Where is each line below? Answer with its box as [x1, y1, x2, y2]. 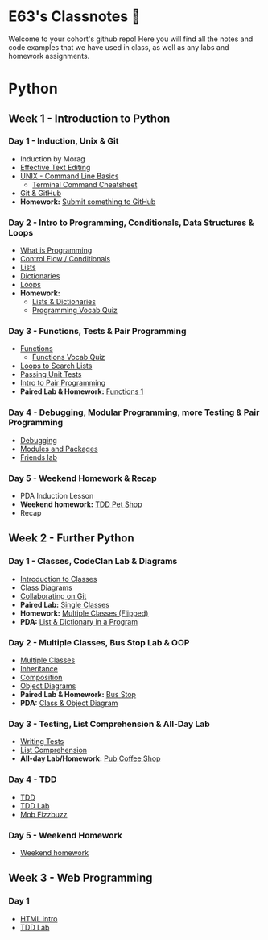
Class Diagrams [19, 583, 72, 592]
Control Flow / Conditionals [19, 254, 111, 264]
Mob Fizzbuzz [19, 809, 68, 819]
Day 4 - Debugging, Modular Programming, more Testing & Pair [8, 407, 260, 418]
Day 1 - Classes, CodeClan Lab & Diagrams [8, 556, 178, 567]
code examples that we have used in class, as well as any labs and [8, 42, 229, 52]
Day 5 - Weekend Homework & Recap [8, 472, 157, 483]
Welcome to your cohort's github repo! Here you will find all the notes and [8, 34, 254, 44]
